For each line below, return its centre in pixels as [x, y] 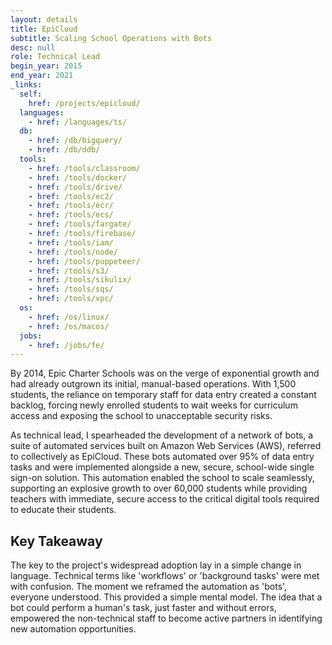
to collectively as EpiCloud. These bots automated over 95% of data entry [162, 457]
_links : [26, 85]
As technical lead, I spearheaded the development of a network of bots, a [162, 435]
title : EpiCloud [44, 29]
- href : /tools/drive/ [75, 187]
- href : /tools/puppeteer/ [84, 261]
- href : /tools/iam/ [71, 242]
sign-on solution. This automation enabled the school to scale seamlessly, [162, 478]
